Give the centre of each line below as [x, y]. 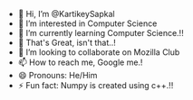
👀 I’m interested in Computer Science [87, 23]
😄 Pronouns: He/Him [58, 75]
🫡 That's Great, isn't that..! [67, 42]
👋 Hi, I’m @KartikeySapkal [66, 14]
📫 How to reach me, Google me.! [80, 62]
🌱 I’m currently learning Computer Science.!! [101, 33]
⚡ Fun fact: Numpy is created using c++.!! [96, 85]
